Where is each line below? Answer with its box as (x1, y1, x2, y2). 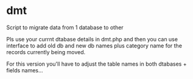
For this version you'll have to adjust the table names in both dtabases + (6, 60, 187, 67)
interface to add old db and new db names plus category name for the (6, 42, 183, 49)
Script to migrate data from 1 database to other (6, 24, 124, 31)
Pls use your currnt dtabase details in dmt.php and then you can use (6, 35, 178, 43)
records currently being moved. (6, 48, 86, 55)
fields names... (6, 66, 44, 74)
